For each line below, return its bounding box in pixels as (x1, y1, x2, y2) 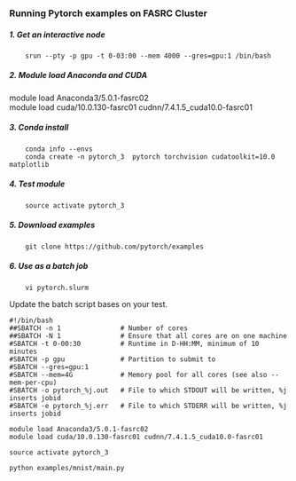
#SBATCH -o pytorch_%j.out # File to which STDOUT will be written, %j (9, 385, 288, 395)
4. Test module (9, 178, 66, 189)
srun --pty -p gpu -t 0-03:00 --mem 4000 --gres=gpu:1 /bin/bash (25, 51, 272, 60)
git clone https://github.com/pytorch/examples (25, 242, 204, 251)
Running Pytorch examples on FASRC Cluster (9, 7, 208, 20)
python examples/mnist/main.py (9, 463, 125, 472)
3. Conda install (9, 122, 69, 133)
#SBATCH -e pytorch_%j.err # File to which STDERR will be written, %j (9, 401, 288, 410)
